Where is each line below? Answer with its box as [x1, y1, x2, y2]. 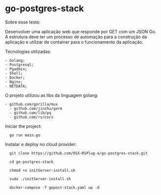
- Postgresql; [5, 62, 34, 67]
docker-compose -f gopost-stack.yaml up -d [9, 185, 99, 190]
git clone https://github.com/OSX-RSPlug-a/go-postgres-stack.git [9, 150, 148, 156]
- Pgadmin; [5, 67, 27, 72]
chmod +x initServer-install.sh [9, 168, 76, 173]
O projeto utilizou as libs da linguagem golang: [5, 92, 99, 98]
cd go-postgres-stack [9, 159, 54, 164]
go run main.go [9, 133, 41, 138]
